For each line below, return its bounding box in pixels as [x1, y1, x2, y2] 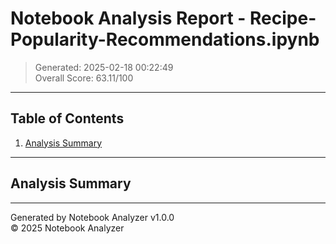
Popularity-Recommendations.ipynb [10, 28, 320, 51]
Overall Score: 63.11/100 [34, 72, 134, 84]
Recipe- [249, 7, 317, 30]
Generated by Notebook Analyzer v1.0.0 [10, 211, 175, 223]
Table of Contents [10, 110, 125, 127]
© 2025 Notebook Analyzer [10, 222, 125, 234]
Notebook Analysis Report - [10, 7, 247, 30]
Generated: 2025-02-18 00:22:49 [34, 61, 174, 73]
